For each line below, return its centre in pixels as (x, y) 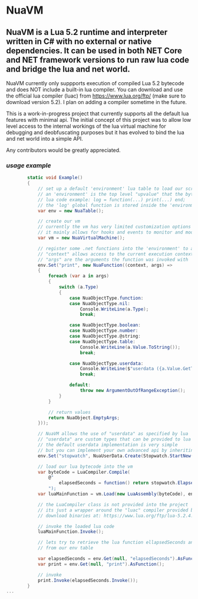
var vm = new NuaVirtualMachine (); (81, 238)
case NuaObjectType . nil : (100, 303)
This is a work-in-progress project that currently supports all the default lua (98, 114)
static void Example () (55, 178)
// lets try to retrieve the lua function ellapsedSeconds (111, 543)
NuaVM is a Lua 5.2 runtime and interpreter (87, 32)
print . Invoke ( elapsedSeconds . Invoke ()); (88, 580)
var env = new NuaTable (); (71, 211)
